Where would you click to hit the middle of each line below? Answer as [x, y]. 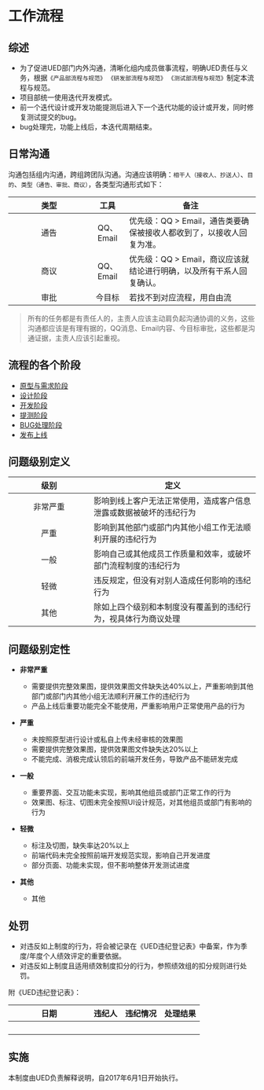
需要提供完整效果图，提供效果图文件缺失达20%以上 [115, 749]
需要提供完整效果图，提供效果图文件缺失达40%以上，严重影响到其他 [142, 686]
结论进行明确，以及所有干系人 [184, 270]
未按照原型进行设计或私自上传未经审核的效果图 [107, 740]
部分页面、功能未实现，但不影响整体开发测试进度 [110, 865]
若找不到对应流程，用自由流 [180, 297]
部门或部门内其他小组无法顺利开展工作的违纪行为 [110, 696]
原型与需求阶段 [44, 385]
